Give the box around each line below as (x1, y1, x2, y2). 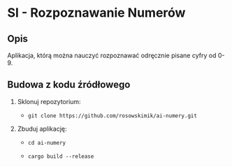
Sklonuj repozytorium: (17, 97, 82, 106)
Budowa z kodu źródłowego (7, 79, 131, 91)
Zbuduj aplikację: (17, 124, 67, 133)
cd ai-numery (27, 139, 66, 146)
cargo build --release (27, 152, 94, 160)
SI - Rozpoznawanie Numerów (7, 5, 186, 21)
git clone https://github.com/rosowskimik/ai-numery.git (27, 112, 198, 119)
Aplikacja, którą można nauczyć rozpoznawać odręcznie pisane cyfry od (7, 51, 217, 59)
